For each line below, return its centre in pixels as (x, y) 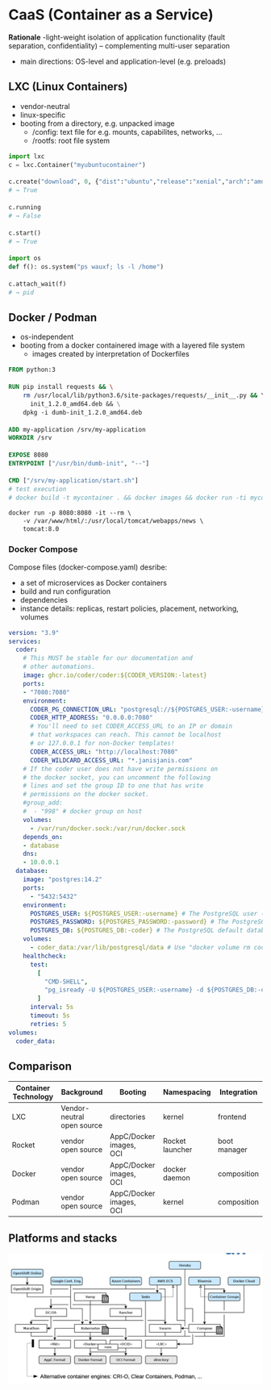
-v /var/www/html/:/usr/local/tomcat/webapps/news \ (113, 521)
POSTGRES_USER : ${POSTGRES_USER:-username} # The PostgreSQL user (144, 913)
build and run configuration (65, 591)
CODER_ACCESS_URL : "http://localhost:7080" (104, 752)
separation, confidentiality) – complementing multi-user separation (119, 45)
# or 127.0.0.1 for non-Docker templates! (102, 744)
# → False (25, 215)
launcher (177, 1149)
